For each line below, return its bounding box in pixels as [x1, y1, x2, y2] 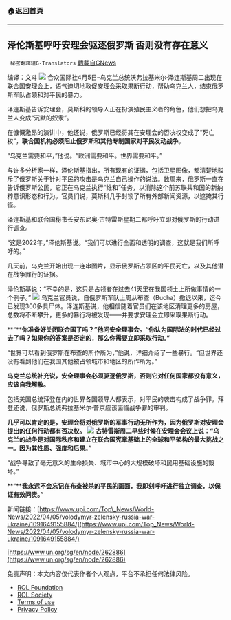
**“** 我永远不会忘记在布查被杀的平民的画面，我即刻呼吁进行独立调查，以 [7, 482, 215, 490]
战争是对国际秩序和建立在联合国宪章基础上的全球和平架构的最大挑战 [25, 436, 218, 444]
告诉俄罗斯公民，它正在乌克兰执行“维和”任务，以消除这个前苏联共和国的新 [7, 184, 218, 192]
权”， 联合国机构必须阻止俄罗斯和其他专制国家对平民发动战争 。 [7, 137, 185, 145]
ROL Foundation [16, 584, 63, 592]
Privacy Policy [16, 606, 58, 614]
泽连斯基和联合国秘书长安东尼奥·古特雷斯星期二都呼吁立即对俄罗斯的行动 [7, 215, 214, 224]
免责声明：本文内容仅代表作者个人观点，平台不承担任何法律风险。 [7, 570, 194, 578]
